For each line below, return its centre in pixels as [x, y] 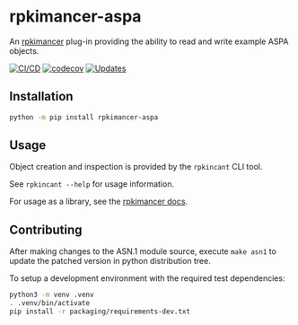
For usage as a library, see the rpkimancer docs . [99, 202]
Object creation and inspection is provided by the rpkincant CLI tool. [136, 167]
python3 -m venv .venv [52, 295]
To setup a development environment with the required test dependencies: [147, 278]
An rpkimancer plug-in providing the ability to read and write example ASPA [149, 41]
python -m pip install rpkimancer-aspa [84, 117]
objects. [24, 50]
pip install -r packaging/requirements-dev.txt [100, 312]
